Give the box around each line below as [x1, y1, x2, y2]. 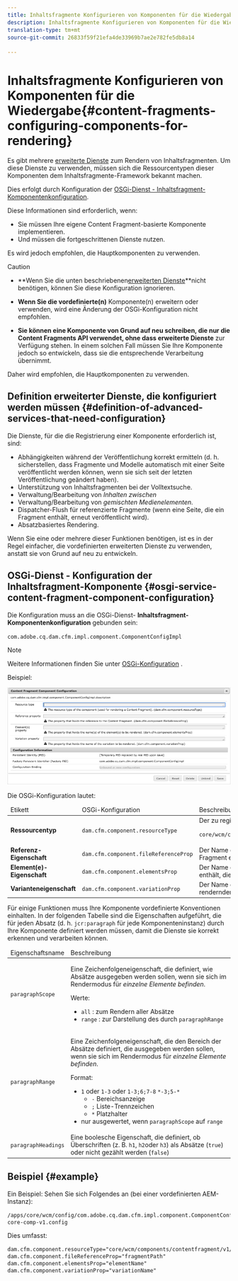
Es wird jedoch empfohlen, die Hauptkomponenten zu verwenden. [7, 249, 200, 258]
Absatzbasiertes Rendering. [17, 520, 99, 529]
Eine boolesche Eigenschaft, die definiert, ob [70, 1133, 200, 1141]
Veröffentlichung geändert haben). [17, 475, 119, 484]
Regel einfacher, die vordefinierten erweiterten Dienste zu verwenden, [7, 542, 212, 550]
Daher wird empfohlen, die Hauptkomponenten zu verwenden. [7, 370, 190, 379]
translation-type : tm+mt [7, 26, 81, 33]
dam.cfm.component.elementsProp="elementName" [7, 1260, 147, 1267]
